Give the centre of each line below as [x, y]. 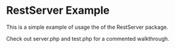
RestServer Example [58, 10]
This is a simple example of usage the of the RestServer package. [87, 27]
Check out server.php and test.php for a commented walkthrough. [88, 38]
